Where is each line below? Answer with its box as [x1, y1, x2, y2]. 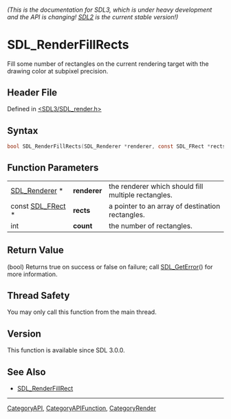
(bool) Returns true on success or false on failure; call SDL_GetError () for [7, 262, 213, 271]
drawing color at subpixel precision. [7, 67, 109, 75]
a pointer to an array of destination [109, 201, 221, 211]
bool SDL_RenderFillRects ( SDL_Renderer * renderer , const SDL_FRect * [7, 143, 211, 150]
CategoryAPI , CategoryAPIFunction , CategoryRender [7, 404, 157, 412]
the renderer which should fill [109, 181, 203, 191]
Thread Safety [7, 290, 70, 302]
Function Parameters [7, 162, 99, 174]
